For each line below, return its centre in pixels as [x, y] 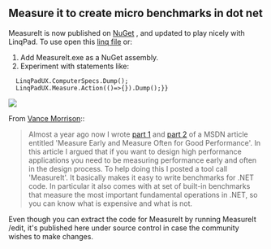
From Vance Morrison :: [47, 118]
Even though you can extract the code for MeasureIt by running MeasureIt [133, 219]
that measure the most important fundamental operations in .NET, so [143, 194]
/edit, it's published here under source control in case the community [124, 228]
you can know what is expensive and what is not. [110, 203]
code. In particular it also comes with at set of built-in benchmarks [139, 186]
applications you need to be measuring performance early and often [142, 160]
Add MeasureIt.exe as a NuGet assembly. [89, 57]
